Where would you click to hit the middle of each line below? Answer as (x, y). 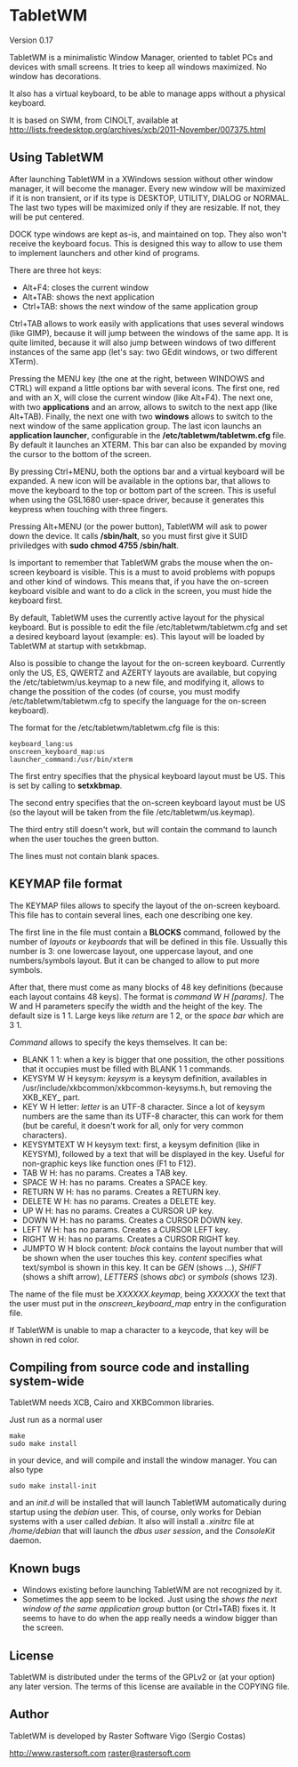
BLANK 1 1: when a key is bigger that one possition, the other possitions (153, 1059)
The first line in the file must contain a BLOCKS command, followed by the (145, 932)
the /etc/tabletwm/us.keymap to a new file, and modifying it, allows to (137, 682)
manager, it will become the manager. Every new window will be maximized (148, 189)
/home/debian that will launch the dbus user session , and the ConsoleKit (142, 1531)
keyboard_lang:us (41, 743)
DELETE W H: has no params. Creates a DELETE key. (119, 1201)
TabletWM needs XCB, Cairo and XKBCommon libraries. (112, 1402)
